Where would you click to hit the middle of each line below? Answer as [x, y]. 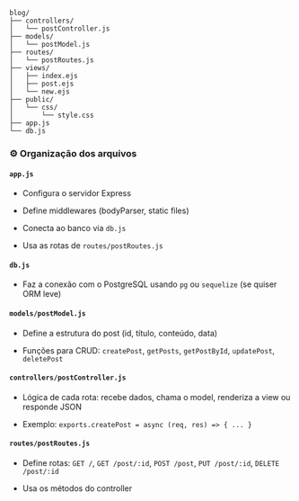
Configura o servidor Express [77, 193]
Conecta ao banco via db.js [74, 228]
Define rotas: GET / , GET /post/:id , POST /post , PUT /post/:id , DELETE [151, 462]
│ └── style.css [52, 115]
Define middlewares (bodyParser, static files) [106, 210]
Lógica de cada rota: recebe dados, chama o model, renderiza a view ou [156, 397]
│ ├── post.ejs [42, 84]
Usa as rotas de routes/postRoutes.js [92, 246]
